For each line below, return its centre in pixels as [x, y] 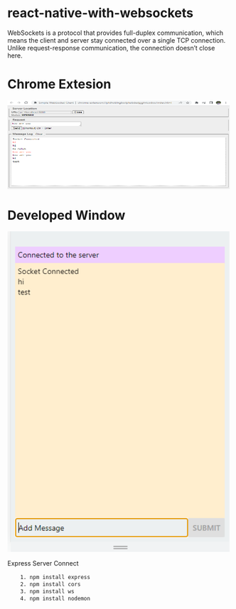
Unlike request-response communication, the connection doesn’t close [111, 48]
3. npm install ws [47, 591]
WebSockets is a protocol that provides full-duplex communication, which [116, 33]
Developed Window [66, 216]
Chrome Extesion [59, 84]
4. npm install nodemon [55, 598]
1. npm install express [55, 577]
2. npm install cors [50, 584]
